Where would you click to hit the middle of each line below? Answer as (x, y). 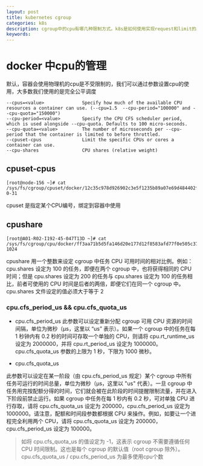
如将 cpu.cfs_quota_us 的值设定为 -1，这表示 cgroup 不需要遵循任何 (105, 441)
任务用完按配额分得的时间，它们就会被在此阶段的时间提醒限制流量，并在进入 (101, 391)
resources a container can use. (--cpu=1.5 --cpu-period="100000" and (98, 108)
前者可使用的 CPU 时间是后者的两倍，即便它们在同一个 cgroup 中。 (100, 284)
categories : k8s (27, 23)
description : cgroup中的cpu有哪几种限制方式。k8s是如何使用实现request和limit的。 (104, 29)
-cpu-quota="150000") (34, 113)
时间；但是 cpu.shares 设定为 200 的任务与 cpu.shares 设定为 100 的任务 (97, 276)
